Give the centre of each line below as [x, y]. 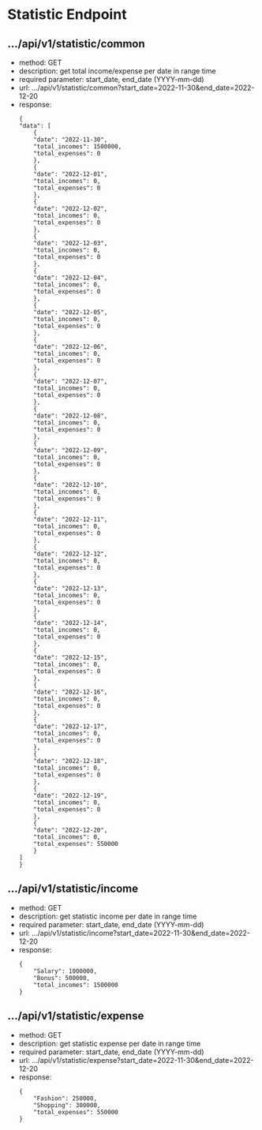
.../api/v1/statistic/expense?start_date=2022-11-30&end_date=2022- [142, 1060]
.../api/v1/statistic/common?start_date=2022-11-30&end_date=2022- [143, 88]
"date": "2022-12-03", [71, 243]
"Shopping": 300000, [67, 1105]
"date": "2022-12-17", [71, 727]
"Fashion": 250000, [65, 1098]
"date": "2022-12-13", [71, 589]
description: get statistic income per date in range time [108, 916]
